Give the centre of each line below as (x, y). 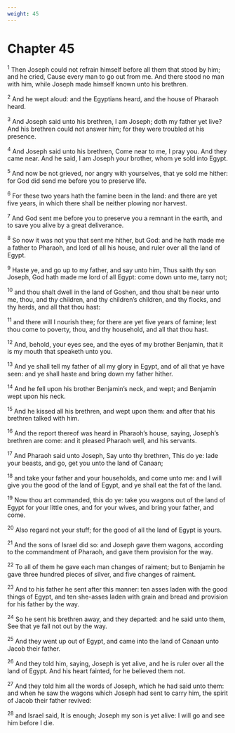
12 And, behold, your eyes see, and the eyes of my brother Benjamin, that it (115, 343)
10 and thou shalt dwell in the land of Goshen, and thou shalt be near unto (113, 291)
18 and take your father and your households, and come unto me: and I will (115, 477)
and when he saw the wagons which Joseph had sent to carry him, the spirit (117, 693)
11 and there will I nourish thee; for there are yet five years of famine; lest (112, 321)
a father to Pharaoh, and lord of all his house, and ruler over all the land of (114, 248)
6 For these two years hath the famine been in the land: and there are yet (112, 195)
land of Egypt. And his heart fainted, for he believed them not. (96, 671)
